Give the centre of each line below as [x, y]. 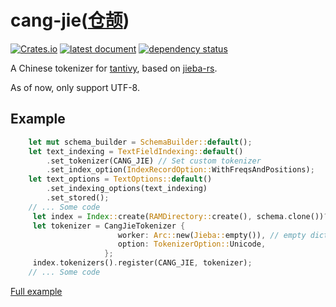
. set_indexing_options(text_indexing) [127, 189]
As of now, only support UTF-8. [75, 87]
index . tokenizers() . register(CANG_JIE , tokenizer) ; [142, 263]
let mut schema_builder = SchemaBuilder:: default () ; [140, 142]
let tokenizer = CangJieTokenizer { [109, 226]
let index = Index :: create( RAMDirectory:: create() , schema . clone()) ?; [182, 216]
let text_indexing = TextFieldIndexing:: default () [136, 151]
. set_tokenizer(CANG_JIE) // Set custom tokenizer [154, 161]
